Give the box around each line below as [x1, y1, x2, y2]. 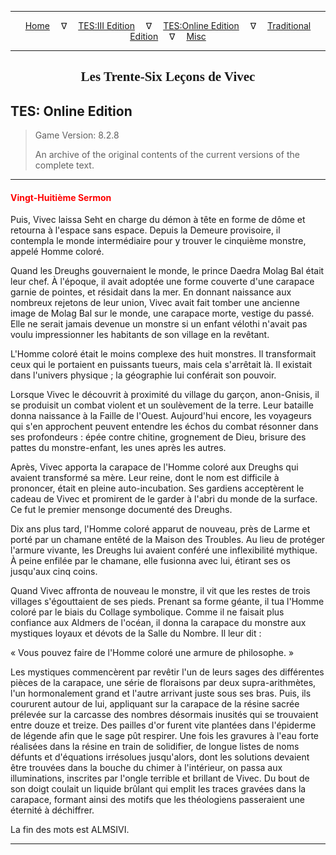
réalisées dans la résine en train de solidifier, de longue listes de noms [10, 741, 300, 753]
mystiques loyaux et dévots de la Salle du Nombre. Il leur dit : [10, 627, 262, 640]
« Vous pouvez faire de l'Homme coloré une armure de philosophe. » [10, 647, 295, 659]
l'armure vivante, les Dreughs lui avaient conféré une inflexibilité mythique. [10, 544, 318, 556]
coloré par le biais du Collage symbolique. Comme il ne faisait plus [10, 606, 285, 618]
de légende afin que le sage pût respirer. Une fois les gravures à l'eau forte [10, 730, 319, 742]
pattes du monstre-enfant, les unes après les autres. [10, 442, 227, 454]
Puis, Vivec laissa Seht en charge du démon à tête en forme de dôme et [10, 214, 306, 226]
